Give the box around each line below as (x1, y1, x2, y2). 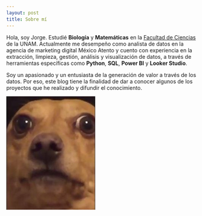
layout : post (6, 10, 39, 16)
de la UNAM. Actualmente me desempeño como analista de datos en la (6, 40, 184, 47)
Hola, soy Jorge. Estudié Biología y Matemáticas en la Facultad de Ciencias (6, 33, 196, 41)
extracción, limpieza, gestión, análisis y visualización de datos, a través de (6, 53, 192, 60)
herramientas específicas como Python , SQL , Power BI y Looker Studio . (6, 59, 187, 67)
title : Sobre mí (6, 16, 47, 22)
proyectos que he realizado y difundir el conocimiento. (6, 84, 143, 91)
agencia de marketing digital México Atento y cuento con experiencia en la (6, 46, 192, 54)
